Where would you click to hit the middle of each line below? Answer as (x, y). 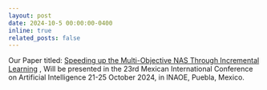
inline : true (30, 30)
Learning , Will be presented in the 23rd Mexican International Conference (131, 69)
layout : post (30, 16)
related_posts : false (44, 38)
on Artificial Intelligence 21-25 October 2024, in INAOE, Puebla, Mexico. (126, 77)
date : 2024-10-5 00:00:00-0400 (61, 23)
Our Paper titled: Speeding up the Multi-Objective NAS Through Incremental (134, 61)
